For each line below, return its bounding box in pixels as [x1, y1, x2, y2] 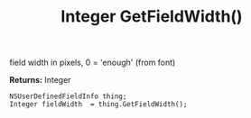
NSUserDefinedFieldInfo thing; [9, 92, 127, 101]
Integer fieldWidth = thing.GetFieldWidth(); [9, 100, 188, 109]
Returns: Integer [9, 75, 71, 86]
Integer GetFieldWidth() [60, 6, 243, 27]
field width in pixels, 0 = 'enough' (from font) [9, 57, 176, 68]
